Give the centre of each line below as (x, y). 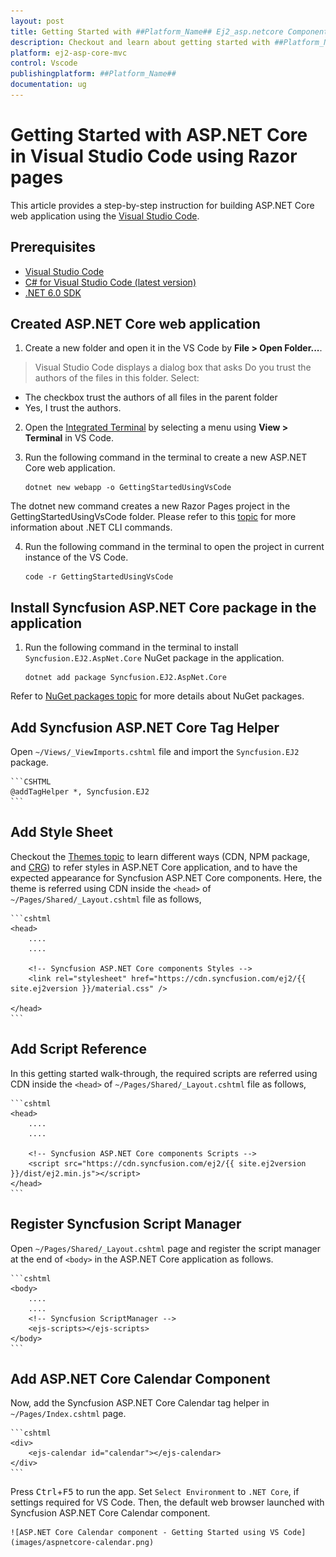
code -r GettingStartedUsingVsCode (99, 577)
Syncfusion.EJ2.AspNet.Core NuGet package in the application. (154, 658)
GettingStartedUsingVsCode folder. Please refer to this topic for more (153, 517)
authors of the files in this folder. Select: (117, 378)
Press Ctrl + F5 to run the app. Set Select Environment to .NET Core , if (155, 1492)
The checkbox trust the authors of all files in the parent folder (151, 397)
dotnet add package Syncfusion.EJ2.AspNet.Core (125, 678)
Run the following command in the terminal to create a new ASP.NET (166, 457)
